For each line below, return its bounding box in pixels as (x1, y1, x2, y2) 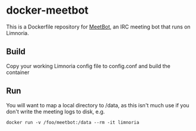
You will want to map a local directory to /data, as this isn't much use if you (6, 101, 189, 108)
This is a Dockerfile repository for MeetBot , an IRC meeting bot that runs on (6, 23, 191, 30)
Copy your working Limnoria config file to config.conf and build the (6, 62, 171, 69)
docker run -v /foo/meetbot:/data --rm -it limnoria (6, 119, 140, 125)
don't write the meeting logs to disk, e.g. (6, 108, 105, 115)
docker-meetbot (6, 4, 89, 17)
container (6, 69, 30, 76)
